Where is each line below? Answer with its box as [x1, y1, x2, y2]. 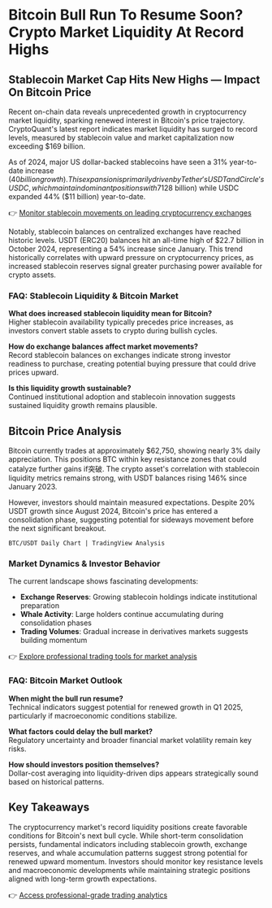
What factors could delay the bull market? [8, 726, 153, 736]
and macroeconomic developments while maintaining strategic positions [8, 865, 251, 875]
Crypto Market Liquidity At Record [8, 23, 244, 41]
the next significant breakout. [8, 524, 107, 533]
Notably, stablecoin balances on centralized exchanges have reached [8, 227, 241, 237]
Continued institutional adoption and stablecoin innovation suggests [8, 392, 235, 402]
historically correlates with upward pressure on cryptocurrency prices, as [8, 253, 254, 262]
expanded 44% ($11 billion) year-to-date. [8, 192, 146, 201]
